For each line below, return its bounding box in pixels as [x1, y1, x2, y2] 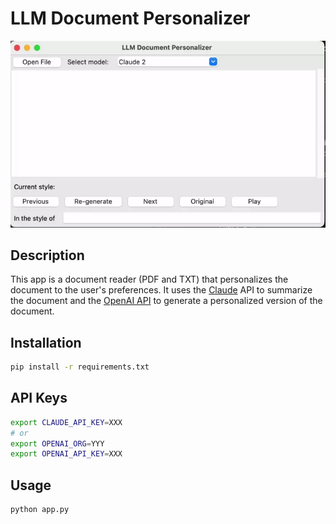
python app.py [10, 505, 70, 515]
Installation [10, 334, 82, 351]
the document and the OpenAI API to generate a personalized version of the [10, 295, 323, 307]
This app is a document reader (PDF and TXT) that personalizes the [10, 273, 289, 286]
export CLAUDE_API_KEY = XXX [10, 417, 123, 427]
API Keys [10, 390, 68, 407]
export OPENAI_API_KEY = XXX [10, 449, 123, 459]
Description [10, 247, 85, 264]
